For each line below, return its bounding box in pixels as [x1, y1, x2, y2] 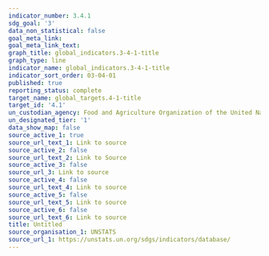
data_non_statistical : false [8, 26, 106, 35]
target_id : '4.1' [8, 101, 66, 109]
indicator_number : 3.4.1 [8, 11, 91, 20]
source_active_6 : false [8, 205, 88, 213]
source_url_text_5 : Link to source [8, 198, 127, 206]
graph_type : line [8, 57, 66, 65]
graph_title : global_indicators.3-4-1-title [8, 49, 159, 57]
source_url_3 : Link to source [8, 169, 110, 177]
